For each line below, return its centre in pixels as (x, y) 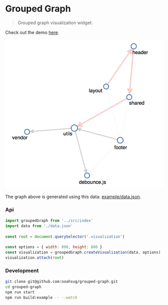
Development (22, 270)
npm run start (20, 292)
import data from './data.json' (39, 226)
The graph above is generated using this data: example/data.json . (73, 196)
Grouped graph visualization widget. (55, 23)
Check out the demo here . (32, 32)
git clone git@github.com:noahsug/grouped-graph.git (62, 282)
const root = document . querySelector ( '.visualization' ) (65, 237)
